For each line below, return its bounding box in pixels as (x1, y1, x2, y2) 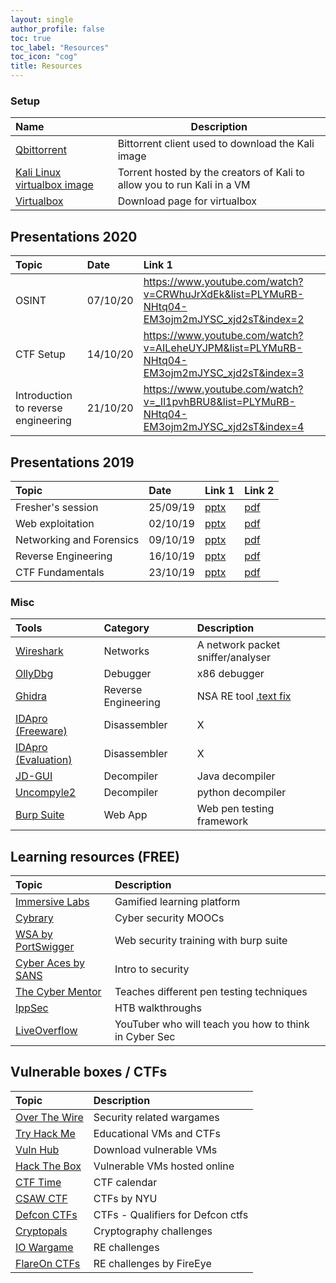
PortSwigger (15, 940, 75, 954)
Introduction (15, 389, 73, 403)
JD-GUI (15, 769, 53, 783)
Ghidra (15, 689, 48, 703)
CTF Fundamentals (15, 565, 105, 579)
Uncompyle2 (15, 786, 77, 800)
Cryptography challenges (93, 1224, 213, 1238)
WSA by (15, 927, 53, 941)
